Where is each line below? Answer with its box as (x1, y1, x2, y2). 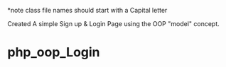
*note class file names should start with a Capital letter (7, 6, 168, 14)
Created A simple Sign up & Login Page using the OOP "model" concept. (7, 20, 220, 28)
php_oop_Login (7, 44, 101, 61)
